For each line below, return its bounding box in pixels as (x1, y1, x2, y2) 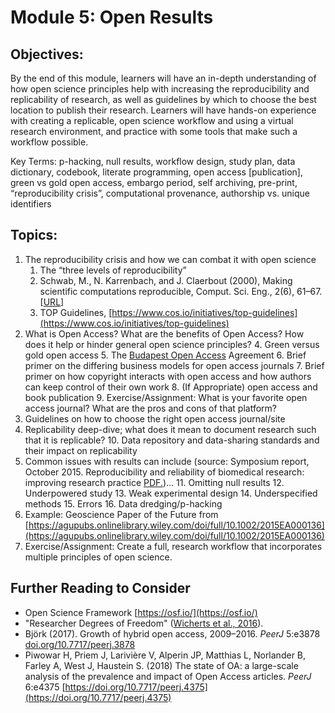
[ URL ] (39, 296, 65, 308)
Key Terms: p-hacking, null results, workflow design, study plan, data (10, 156, 296, 167)
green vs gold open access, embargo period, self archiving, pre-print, (10, 177, 298, 188)
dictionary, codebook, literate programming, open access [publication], (10, 166, 304, 178)
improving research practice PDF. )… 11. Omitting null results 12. (24, 476, 285, 488)
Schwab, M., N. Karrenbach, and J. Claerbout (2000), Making (39, 274, 293, 286)
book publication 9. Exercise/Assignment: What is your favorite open (24, 391, 308, 403)
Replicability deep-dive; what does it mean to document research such (24, 423, 317, 435)
